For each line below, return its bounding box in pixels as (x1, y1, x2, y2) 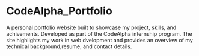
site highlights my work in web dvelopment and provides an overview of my (6, 36, 194, 43)
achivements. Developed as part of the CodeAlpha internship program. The (6, 30, 192, 37)
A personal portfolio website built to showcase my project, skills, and (6, 24, 176, 31)
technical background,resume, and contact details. (6, 43, 132, 50)
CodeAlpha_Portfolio (6, 4, 112, 18)
